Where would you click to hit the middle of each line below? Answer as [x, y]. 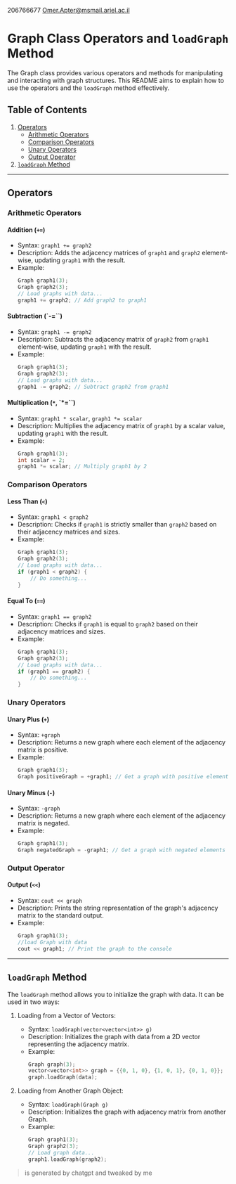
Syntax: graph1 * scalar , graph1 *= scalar [80, 418]
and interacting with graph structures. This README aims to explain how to [116, 80]
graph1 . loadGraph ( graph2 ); [67, 1159]
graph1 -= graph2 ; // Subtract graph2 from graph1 [93, 387]
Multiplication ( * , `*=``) [41, 403]
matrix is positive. [43, 750]
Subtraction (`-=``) [35, 316]
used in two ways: [33, 1002]
